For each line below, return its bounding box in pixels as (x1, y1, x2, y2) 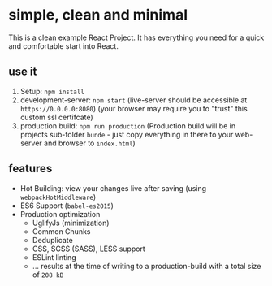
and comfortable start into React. (8, 41, 119, 50)
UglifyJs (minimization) (32, 218, 110, 227)
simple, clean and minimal (8, 6, 188, 24)
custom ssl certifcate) (19, 112, 93, 122)
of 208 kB (32, 270, 64, 279)
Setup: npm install (19, 86, 85, 96)
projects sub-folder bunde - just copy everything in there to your (19, 129, 234, 139)
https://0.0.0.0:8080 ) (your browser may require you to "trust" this (19, 103, 248, 113)
